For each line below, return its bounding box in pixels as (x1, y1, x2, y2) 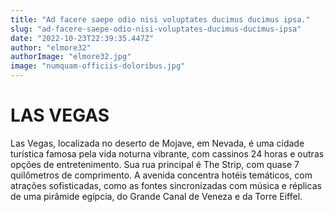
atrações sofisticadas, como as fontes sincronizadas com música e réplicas (10, 179, 322, 191)
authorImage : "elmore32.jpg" (10, 52, 132, 62)
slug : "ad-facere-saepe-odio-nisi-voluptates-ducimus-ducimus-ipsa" (10, 24, 302, 34)
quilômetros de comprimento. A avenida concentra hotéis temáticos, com (10, 169, 313, 181)
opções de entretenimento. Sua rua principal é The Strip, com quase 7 (10, 158, 300, 170)
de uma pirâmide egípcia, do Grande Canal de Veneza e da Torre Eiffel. (10, 190, 303, 202)
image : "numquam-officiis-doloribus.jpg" (10, 61, 186, 71)
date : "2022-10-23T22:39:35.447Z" (10, 33, 155, 43)
